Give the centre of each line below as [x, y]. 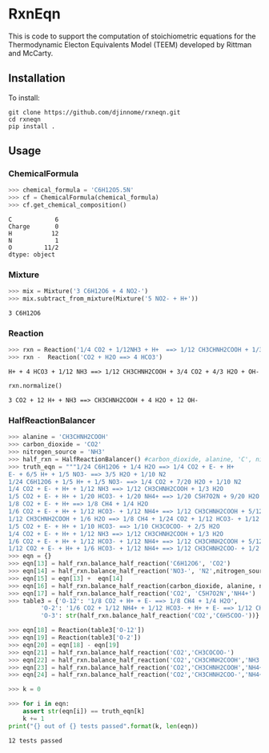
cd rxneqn [25, 119]
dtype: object [32, 255]
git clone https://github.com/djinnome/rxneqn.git [94, 112]
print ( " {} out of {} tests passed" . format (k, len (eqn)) [103, 726]
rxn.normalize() [35, 386]
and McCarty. [31, 53]
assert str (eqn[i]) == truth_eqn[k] [84, 711]
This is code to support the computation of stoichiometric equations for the [132, 36]
